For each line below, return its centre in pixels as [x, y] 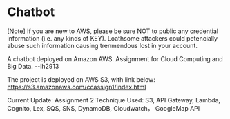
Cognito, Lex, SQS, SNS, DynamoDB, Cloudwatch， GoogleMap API [104, 108]
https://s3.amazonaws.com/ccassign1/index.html [77, 87]
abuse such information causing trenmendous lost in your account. [103, 45]
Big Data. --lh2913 [33, 66]
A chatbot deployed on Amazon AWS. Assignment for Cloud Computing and [115, 58]
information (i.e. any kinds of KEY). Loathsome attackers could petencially [113, 38]
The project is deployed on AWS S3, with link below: [81, 79]
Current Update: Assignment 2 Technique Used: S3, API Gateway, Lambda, [114, 100]
